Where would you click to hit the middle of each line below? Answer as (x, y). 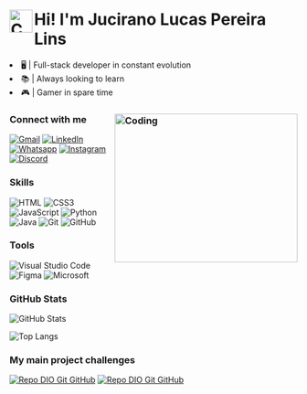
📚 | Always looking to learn (73, 79)
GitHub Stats (38, 299)
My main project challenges (72, 360)
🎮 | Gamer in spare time (67, 92)
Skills (22, 183)
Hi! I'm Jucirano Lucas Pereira (150, 20)
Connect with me (48, 119)
